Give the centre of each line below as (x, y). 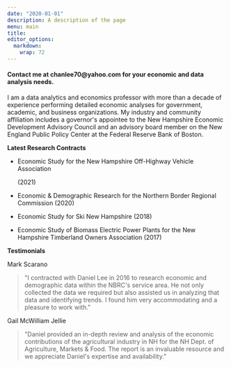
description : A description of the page (67, 20)
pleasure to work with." (57, 307)
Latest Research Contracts (47, 148)
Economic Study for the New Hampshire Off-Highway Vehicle (105, 161)
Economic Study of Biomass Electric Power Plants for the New (106, 230)
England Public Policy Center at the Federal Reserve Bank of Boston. (105, 134)
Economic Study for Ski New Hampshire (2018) (85, 217)
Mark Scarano (27, 264)
